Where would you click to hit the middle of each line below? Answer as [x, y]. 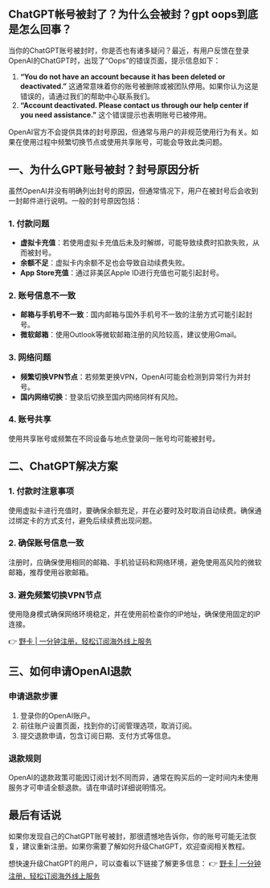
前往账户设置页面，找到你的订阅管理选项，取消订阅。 [108, 726]
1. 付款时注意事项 [41, 491]
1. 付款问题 [29, 224]
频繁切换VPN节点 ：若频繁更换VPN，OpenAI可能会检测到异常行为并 [132, 376]
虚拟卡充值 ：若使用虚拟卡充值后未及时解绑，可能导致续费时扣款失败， [136, 242]
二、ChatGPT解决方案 [63, 466]
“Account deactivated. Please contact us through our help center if [134, 105]
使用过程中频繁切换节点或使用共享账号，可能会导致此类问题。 [124, 142]
